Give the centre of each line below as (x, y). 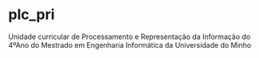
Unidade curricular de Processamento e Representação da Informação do (129, 37)
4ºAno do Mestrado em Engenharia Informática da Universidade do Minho (130, 44)
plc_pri (31, 15)
